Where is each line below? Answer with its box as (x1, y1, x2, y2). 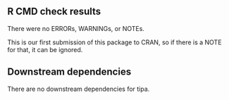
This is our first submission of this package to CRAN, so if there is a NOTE (7, 38, 222, 46)
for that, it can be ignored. (7, 45, 83, 54)
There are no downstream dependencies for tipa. (7, 85, 150, 93)
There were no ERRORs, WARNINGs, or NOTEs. (7, 24, 144, 32)
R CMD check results (7, 6, 101, 18)
